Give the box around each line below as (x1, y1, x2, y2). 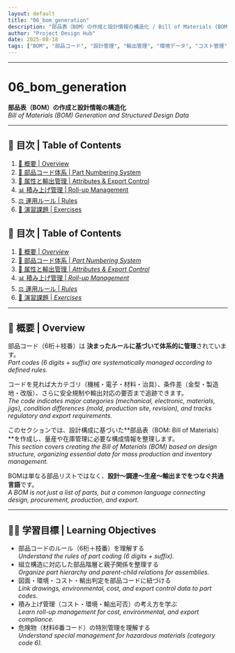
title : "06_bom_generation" (8, 17, 90, 24)
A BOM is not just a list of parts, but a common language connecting (8, 488, 206, 497)
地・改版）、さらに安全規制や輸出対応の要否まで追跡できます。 (8, 389, 188, 398)
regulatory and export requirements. (8, 412, 112, 420)
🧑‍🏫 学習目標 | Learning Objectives (8, 524, 156, 536)
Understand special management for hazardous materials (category (17, 631, 215, 640)
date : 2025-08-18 (8, 36, 59, 43)
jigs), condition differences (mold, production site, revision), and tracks (8, 404, 212, 412)
